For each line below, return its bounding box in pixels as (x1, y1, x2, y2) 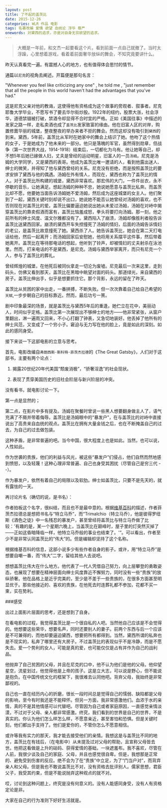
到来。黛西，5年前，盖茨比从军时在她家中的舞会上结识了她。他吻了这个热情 (5, 134, 161, 140)
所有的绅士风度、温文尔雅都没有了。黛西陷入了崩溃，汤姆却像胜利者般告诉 (9, 215, 162, 221)
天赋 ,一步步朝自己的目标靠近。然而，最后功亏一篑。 (5, 292, 110, 298)
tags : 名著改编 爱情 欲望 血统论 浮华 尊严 (5, 26, 85, 31)
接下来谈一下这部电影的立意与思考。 (5, 338, 80, 344)
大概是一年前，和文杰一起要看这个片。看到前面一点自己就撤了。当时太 (17, 45, 162, 50)
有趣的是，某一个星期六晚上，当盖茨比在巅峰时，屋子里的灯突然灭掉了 (15, 524, 159, 529)
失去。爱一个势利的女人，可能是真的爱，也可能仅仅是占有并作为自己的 (5, 645, 149, 651)
